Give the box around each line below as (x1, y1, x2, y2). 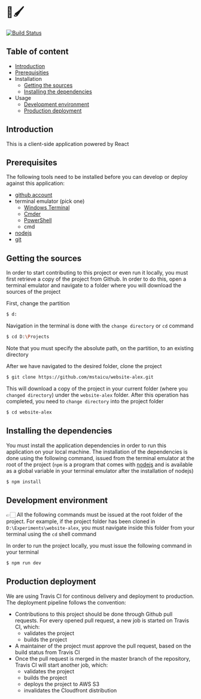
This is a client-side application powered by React (6, 140, 129, 147)
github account (14, 192, 53, 199)
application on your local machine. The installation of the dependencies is (6, 448, 188, 455)
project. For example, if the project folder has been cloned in (6, 518, 156, 525)
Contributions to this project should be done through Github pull (14, 610, 173, 618)
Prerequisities (14, 69, 49, 76)
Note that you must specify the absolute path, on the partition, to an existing (6, 344, 194, 351)
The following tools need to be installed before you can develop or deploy (6, 174, 188, 181)
